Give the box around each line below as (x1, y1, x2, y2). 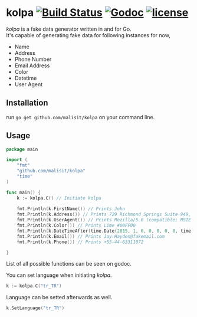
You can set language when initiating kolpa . (6, 272, 112, 279)
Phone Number (14, 55, 52, 63)
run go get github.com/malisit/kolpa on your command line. (6, 113, 155, 120)
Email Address (14, 62, 50, 69)
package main (6, 146, 38, 152)
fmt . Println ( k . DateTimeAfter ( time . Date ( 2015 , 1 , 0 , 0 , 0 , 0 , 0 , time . (17, 228, 194, 234)
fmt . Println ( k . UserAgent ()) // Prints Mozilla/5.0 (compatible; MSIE (17, 217, 192, 223)
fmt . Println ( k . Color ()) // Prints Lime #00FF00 (17, 223, 136, 228)
